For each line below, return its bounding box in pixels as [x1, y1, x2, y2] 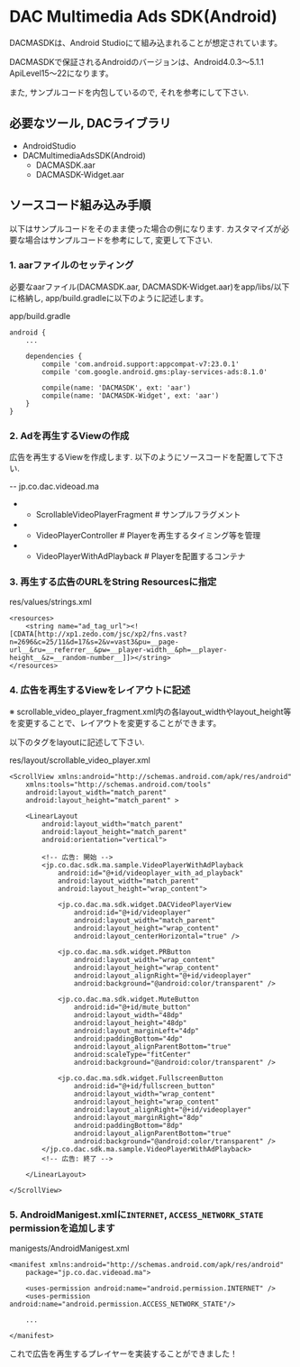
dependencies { [25, 352, 83, 361]
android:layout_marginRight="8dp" [73, 1113, 204, 1122]
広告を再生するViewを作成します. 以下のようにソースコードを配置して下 [9, 452, 277, 463]
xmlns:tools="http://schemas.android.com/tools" [25, 780, 212, 789]
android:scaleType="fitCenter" [73, 1050, 192, 1059]
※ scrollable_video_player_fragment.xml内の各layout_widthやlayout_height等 [9, 706, 292, 717]
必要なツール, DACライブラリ [9, 115, 171, 132]
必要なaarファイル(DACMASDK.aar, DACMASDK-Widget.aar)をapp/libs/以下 [9, 281, 290, 292]
